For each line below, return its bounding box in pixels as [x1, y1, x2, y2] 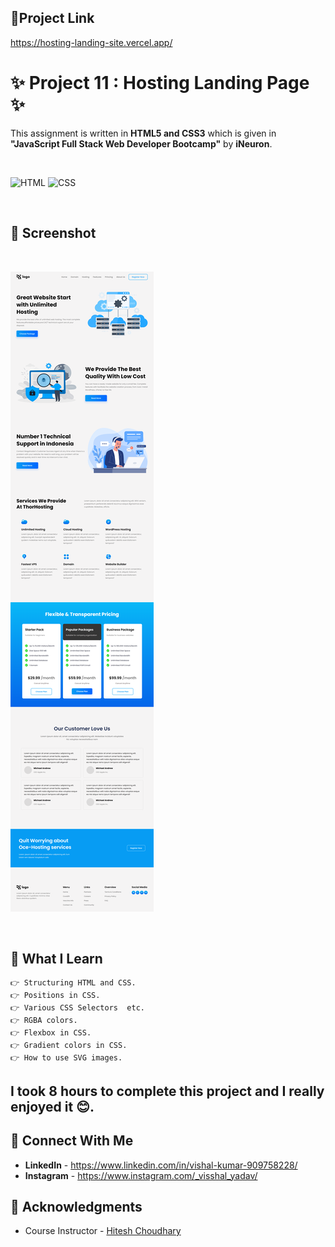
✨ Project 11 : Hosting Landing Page [10, 72, 310, 94]
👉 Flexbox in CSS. [10, 1028, 92, 1038]
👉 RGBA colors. [10, 1016, 78, 1026]
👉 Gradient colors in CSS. [10, 1041, 128, 1051]
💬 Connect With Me [10, 1132, 134, 1150]
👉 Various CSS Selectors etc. [10, 1003, 145, 1013]
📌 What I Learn [10, 950, 103, 967]
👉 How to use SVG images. [10, 1053, 123, 1063]
